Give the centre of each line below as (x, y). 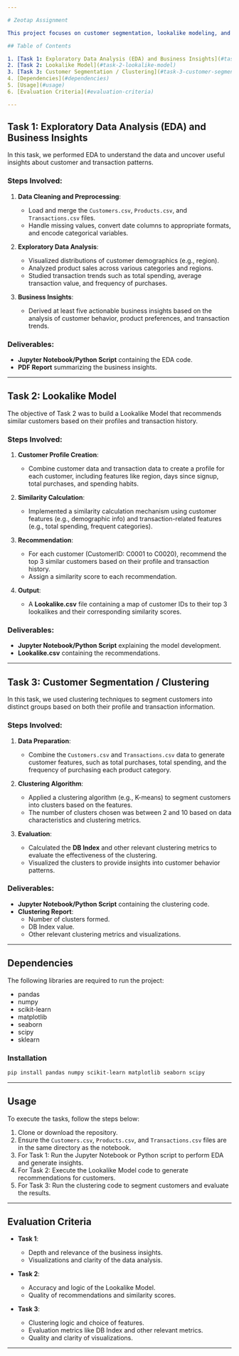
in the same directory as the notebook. (74, 1147)
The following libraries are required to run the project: (86, 980)
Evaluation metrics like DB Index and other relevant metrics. (116, 1330)
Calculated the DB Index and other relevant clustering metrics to (122, 848)
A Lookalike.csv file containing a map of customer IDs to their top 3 (128, 604)
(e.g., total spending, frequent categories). (90, 526)
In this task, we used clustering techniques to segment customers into (110, 699)
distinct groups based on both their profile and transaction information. (111, 707)
